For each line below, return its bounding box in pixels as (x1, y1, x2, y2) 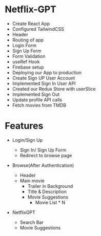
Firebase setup (12, 64, 44, 70)
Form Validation (12, 53, 46, 59)
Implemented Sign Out (12, 91, 60, 97)
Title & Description (27, 188, 67, 195)
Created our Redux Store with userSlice (12, 85, 96, 92)
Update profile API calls (12, 96, 63, 103)
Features (5, 120, 44, 132)
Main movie (19, 178, 45, 184)
